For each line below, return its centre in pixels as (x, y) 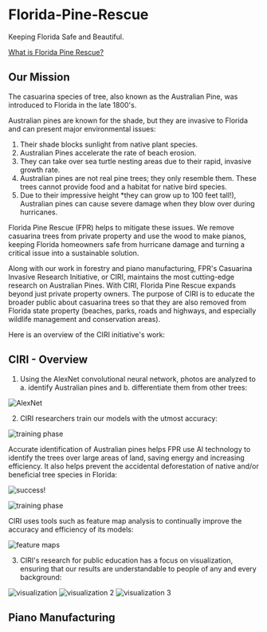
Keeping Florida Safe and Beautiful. (66, 37)
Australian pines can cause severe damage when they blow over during (137, 203)
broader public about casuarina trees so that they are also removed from (128, 302)
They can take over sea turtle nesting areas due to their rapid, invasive (135, 161)
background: (41, 577)
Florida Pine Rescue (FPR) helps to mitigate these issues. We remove (122, 227)
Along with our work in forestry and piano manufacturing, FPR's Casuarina (130, 268)
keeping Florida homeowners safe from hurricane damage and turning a (127, 244)
